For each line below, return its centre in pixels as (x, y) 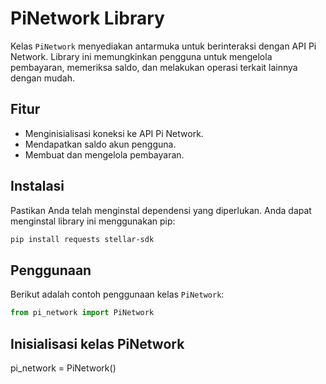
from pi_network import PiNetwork (82, 313)
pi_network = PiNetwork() (63, 368)
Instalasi (37, 186)
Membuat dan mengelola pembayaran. (104, 154)
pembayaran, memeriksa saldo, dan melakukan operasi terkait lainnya (154, 67)
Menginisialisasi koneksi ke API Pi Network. (114, 133)
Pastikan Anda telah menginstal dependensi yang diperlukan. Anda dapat (161, 210)
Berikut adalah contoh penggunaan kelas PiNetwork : (117, 294)
